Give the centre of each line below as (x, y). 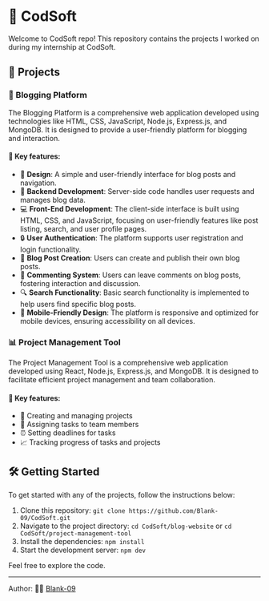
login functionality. (50, 249)
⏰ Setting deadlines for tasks (68, 433)
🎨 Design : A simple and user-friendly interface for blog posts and (128, 174)
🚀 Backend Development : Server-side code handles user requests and (137, 191)
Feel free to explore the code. (57, 566)
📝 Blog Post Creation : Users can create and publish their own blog (130, 258)
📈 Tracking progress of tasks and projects (90, 442)
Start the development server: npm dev (83, 550)
